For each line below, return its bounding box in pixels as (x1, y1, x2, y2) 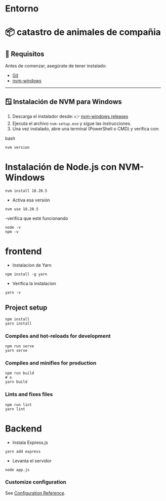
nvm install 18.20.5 (5, 188, 48, 193)
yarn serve (5, 348, 28, 353)
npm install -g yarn (5, 271, 48, 277)
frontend (5, 246, 42, 257)
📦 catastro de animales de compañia (5, 27, 161, 38)
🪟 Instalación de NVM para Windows (5, 97, 122, 106)
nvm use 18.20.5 (5, 206, 39, 211)
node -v (5, 225, 21, 230)
